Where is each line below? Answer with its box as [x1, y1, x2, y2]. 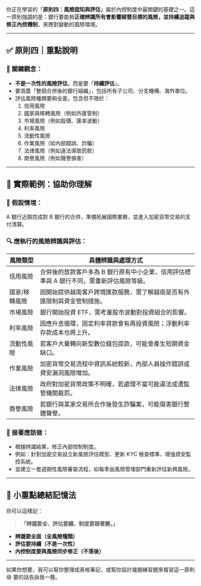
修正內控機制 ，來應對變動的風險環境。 [6, 21, 100, 28]
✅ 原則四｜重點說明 [6, 45, 78, 56]
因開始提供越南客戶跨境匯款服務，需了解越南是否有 [39, 288, 184, 296]
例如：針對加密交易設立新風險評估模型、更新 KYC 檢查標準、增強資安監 [14, 450, 191, 457]
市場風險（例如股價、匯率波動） [23, 117, 103, 124]
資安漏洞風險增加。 [39, 368, 95, 377]
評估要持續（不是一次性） [14, 540, 78, 547]
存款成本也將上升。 [39, 328, 95, 337]
